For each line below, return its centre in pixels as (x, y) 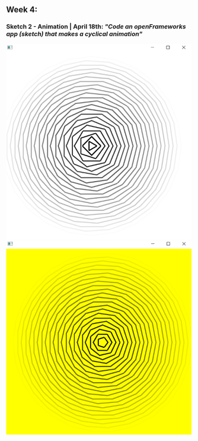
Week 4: (22, 10)
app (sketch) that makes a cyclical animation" (74, 34)
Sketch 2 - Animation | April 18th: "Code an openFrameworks (96, 27)
